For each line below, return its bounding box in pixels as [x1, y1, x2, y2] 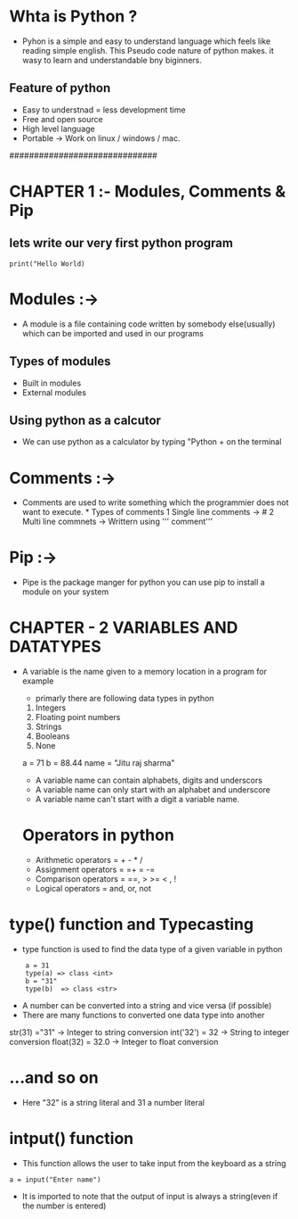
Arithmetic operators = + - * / [35, 855, 143, 866]
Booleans [35, 731, 70, 742]
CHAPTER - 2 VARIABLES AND [9, 618, 238, 638]
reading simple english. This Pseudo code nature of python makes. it [21, 45, 274, 55]
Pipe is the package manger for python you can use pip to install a [21, 577, 265, 588]
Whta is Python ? [9, 6, 138, 27]
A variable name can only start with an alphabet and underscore [35, 784, 271, 795]
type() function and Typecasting [9, 915, 254, 934]
